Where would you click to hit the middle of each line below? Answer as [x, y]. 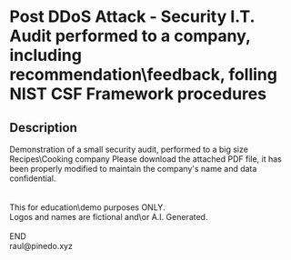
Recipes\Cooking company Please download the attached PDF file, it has [145, 159]
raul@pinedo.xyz [41, 246]
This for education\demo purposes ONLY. [87, 207]
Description [43, 128]
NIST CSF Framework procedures [138, 94]
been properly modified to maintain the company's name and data [133, 169]
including [45, 55]
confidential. [33, 178]
